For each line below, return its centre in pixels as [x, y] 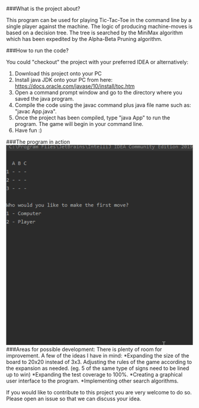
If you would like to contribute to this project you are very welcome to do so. [99, 393]
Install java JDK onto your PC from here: [64, 80]
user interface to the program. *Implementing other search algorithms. [92, 381]
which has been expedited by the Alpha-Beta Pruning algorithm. [84, 39]
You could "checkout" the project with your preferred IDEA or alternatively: [97, 62]
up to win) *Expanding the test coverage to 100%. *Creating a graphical [94, 375]
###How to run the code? [38, 50]
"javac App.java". [36, 111]
